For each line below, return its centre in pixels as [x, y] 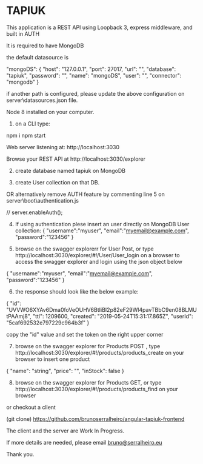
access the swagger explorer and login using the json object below [99, 261]
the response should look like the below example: [77, 291]
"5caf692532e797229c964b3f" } [48, 323]
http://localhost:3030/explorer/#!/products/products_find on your [96, 389]
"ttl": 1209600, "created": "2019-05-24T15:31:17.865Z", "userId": [113, 316]
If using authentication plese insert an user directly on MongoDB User [102, 224]
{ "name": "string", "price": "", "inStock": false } [65, 371]
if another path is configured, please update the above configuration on [95, 93]
